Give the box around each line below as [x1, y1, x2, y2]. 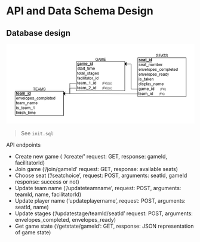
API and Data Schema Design [6, 4, 153, 18]
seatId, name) [14, 203, 49, 210]
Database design [6, 28, 70, 38]
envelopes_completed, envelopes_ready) [14, 216, 116, 223]
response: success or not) [14, 178, 79, 185]
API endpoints [6, 141, 41, 148]
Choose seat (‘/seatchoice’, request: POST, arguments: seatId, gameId [14, 172, 187, 179]
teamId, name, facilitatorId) [14, 191, 82, 198]
